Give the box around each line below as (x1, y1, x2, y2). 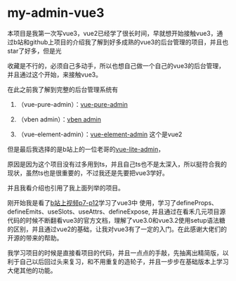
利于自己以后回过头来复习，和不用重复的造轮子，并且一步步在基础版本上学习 (7, 257, 229, 266)
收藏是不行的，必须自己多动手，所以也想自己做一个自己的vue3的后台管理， (7, 61, 225, 70)
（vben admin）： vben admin (17, 115, 102, 124)
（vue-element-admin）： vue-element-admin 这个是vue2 (17, 130, 183, 138)
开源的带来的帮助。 (7, 233, 63, 242)
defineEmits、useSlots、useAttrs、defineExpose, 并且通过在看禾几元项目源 (7, 207, 226, 216)
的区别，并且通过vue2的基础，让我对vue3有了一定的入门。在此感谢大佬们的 (7, 225, 227, 233)
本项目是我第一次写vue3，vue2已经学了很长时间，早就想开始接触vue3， (7, 29, 217, 37)
